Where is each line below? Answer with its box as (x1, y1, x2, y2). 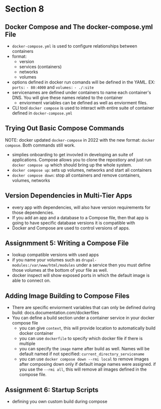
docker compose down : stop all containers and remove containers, (12, 172, 141, 178)
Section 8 (5, 3, 44, 15)
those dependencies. (12, 210, 55, 215)
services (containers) (19, 64, 62, 69)
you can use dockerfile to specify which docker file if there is (19, 336, 143, 342)
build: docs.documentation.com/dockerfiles (12, 310, 99, 316)
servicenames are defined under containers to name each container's (12, 90, 151, 95)
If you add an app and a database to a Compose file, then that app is (12, 214, 149, 220)
